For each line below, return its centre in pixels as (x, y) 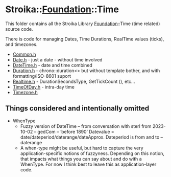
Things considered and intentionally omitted (77, 108)
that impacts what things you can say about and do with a (81, 159)
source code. (19, 29)
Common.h (24, 54)
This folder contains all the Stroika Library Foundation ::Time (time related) (83, 24)
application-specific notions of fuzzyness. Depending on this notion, (92, 153)
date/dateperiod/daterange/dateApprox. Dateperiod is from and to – (92, 137)
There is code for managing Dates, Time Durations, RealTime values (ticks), (85, 39)
